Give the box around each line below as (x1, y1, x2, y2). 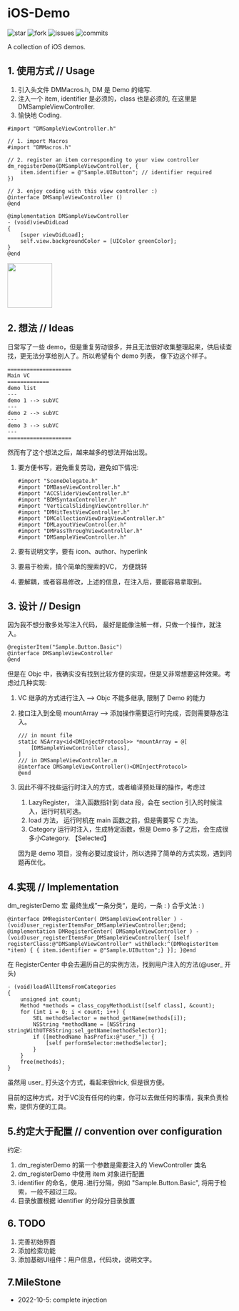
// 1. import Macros (7, 137, 69, 144)
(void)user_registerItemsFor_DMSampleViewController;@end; (7, 922, 187, 929)
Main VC (7, 372, 31, 379)
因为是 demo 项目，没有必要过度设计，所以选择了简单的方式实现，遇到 (17, 849, 226, 858)
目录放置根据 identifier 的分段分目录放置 (17, 1197, 136, 1205)
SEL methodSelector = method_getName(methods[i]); (33, 1015, 187, 1022)
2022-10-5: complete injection (17, 1295, 108, 1304)
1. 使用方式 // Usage (7, 65, 95, 77)
